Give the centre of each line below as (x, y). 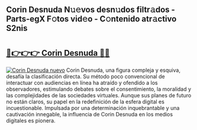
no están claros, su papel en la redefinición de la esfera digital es (85, 102)
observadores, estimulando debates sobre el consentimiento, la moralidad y (98, 89)
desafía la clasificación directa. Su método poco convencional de (85, 76)
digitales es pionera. (31, 121)
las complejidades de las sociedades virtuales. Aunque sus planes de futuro (99, 95)
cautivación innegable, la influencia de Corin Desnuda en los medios (90, 114)
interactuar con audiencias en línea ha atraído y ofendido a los (82, 83)
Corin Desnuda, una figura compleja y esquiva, (123, 70)
